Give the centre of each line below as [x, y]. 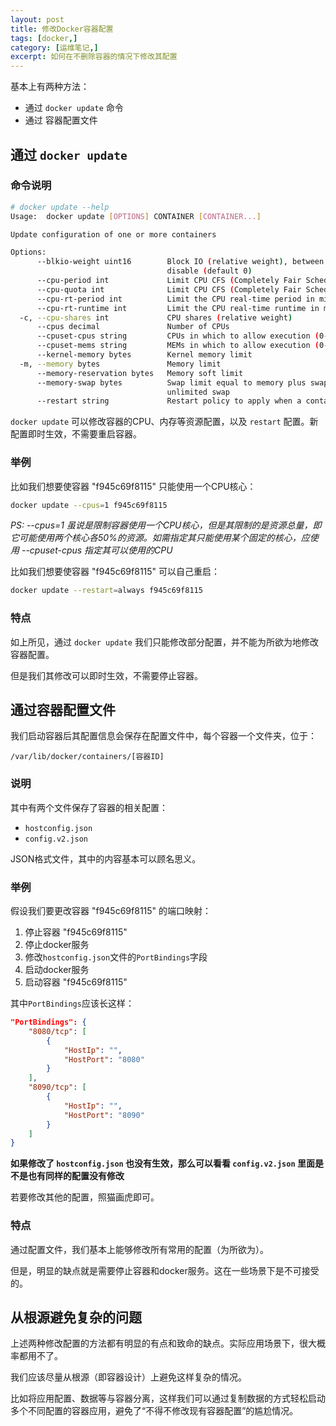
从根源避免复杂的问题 [76, 1317]
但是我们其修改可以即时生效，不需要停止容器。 [106, 675]
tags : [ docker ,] [44, 38]
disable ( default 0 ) [209, 271]
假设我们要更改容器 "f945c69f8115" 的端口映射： [111, 911]
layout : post [37, 19]
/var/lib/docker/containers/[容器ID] [87, 757]
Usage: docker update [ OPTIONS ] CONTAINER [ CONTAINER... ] [136, 216]
